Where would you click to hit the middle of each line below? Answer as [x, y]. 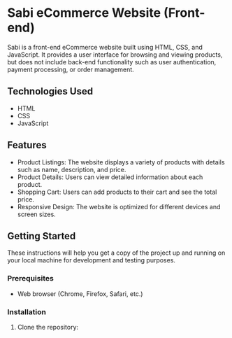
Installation [27, 311]
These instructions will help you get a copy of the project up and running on [116, 253]
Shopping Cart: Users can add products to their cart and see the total [117, 192]
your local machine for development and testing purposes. [92, 260]
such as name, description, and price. [72, 169]
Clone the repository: [48, 327]
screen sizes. [36, 214]
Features [27, 145]
